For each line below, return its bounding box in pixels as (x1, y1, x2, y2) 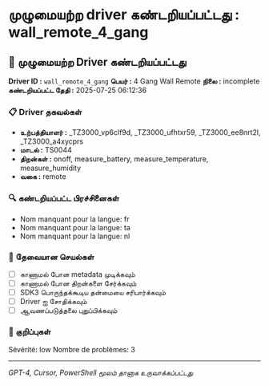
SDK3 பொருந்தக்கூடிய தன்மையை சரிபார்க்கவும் (19, 287, 167, 298)
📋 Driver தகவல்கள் (8, 106, 82, 117)
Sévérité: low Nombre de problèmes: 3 (8, 344, 136, 354)
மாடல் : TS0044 (19, 145, 72, 155)
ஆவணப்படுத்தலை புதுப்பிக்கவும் (19, 306, 118, 315)
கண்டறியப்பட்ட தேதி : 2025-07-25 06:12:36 (8, 86, 147, 95)
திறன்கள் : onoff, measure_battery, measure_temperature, (19, 154, 209, 164)
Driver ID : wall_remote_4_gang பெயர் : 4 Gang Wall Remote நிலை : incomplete (8, 76, 260, 86)
